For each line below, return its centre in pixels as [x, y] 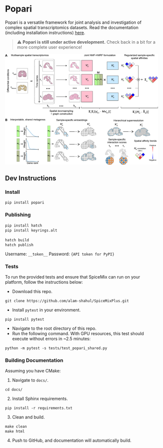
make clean [16, 427]
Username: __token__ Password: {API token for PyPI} [60, 254]
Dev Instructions [31, 178]
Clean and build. [28, 417]
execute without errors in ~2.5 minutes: [51, 339]
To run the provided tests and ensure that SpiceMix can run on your [73, 277]
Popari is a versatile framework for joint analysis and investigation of [73, 22]
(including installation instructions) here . [45, 32]
